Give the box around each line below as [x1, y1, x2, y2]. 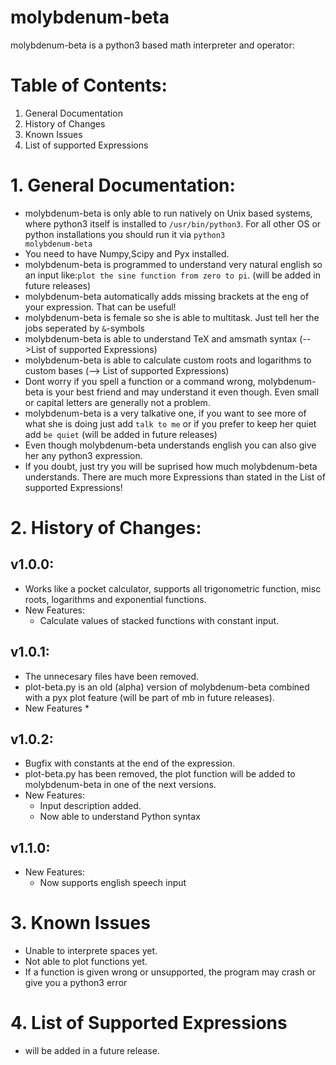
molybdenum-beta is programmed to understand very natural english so [24, 258, 323, 270]
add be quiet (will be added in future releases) [24, 428, 218, 440]
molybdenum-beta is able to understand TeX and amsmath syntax [24, 332, 298, 345]
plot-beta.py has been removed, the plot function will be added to [24, 768, 296, 780]
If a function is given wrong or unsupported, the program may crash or [24, 966, 317, 978]
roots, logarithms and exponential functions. [24, 593, 207, 605]
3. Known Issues [10, 912, 151, 935]
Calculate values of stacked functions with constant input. [39, 614, 280, 626]
